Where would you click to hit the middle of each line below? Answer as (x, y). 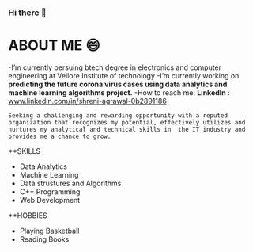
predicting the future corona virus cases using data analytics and (118, 84)
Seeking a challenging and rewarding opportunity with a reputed (118, 115)
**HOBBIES (28, 215)
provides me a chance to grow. (60, 136)
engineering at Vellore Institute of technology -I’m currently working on (124, 75)
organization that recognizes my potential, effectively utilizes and (127, 122)
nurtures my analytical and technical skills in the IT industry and (127, 129)
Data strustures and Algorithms (70, 183)
